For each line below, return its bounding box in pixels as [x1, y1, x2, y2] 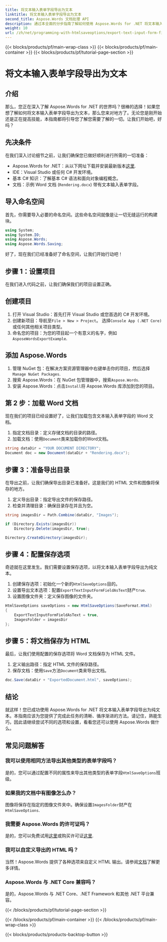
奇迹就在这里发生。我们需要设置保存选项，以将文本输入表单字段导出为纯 [5, 564, 153, 570]
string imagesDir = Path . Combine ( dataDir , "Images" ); [5, 512, 119, 517]
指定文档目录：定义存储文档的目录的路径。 [12, 430, 100, 436]
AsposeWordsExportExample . [12, 335, 68, 341]
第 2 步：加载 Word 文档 [5, 398, 79, 407]
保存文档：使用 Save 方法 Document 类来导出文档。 [12, 668, 109, 674]
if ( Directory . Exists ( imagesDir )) [5, 521, 77, 527]
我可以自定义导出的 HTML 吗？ [5, 847, 79, 854]
